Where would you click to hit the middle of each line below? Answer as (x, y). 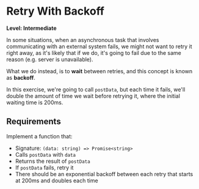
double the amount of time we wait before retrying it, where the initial (93, 96)
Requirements (34, 122)
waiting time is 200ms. (35, 102)
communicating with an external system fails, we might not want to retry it (99, 46)
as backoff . (21, 77)
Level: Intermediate (31, 28)
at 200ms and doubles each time (57, 180)
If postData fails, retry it (44, 167)
